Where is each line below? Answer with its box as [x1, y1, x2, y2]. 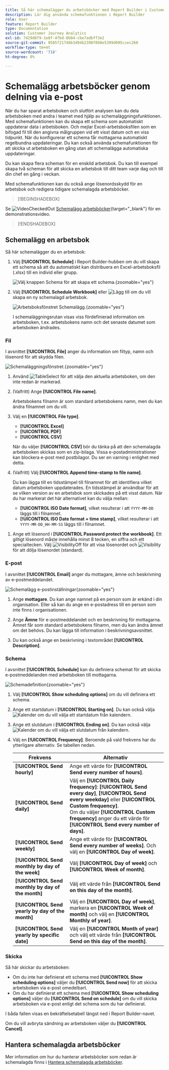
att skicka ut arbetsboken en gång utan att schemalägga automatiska [5, 145, 148, 151]
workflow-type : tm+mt [5, 45, 51, 50]
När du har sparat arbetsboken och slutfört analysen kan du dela [5, 108, 139, 114]
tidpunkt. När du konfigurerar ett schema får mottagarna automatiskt [5, 135, 147, 141]
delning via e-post [5, 91, 83, 102]
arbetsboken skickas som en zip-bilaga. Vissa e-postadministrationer [12, 449, 157, 455]
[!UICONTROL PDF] [20, 429, 61, 435]
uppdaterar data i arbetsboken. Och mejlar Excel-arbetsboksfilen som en [5, 124, 156, 130]
